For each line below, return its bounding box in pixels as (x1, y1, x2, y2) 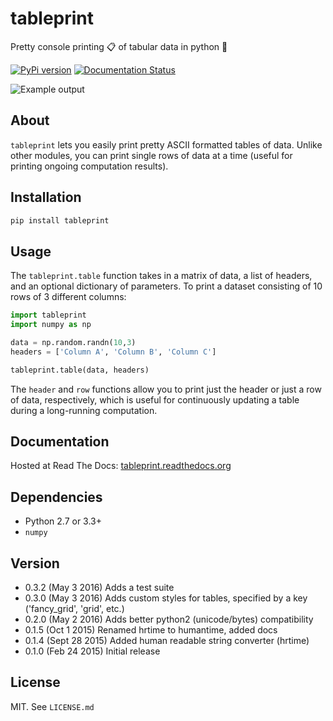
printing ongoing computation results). (10, 160, 169, 172)
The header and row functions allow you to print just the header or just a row (10, 383, 322, 395)
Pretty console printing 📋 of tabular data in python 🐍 (10, 40, 228, 52)
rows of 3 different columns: (10, 291, 127, 303)
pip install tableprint (10, 215, 110, 226)
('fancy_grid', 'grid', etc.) (24, 603, 125, 615)
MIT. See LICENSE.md (10, 700, 95, 712)
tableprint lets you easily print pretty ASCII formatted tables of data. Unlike (10, 138, 323, 151)
